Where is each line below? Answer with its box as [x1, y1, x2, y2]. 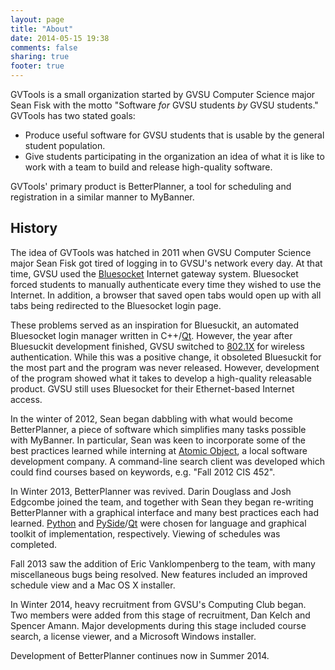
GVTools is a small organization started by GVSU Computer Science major [10, 89, 316, 100]
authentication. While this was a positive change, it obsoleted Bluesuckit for [10, 351, 322, 363]
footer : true [10, 61, 65, 71]
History [10, 220, 58, 237]
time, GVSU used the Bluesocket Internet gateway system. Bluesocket [10, 267, 299, 280]
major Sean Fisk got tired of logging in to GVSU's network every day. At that [10, 257, 323, 269]
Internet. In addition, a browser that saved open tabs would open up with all [10, 289, 322, 301]
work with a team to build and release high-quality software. [24, 161, 273, 173]
